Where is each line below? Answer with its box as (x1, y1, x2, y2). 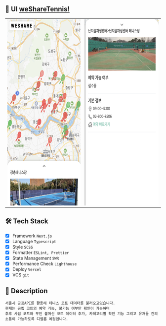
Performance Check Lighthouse (12, 261, 77, 267)
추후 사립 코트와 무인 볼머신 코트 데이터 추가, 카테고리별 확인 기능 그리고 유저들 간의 (5, 311, 158, 317)
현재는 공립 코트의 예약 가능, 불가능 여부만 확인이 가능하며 (5, 306, 110, 311)
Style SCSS (12, 244, 33, 250)
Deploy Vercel (12, 266, 41, 272)
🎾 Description (5, 286, 48, 295)
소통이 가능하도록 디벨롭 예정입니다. (5, 317, 68, 322)
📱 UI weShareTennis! (5, 5, 70, 13)
